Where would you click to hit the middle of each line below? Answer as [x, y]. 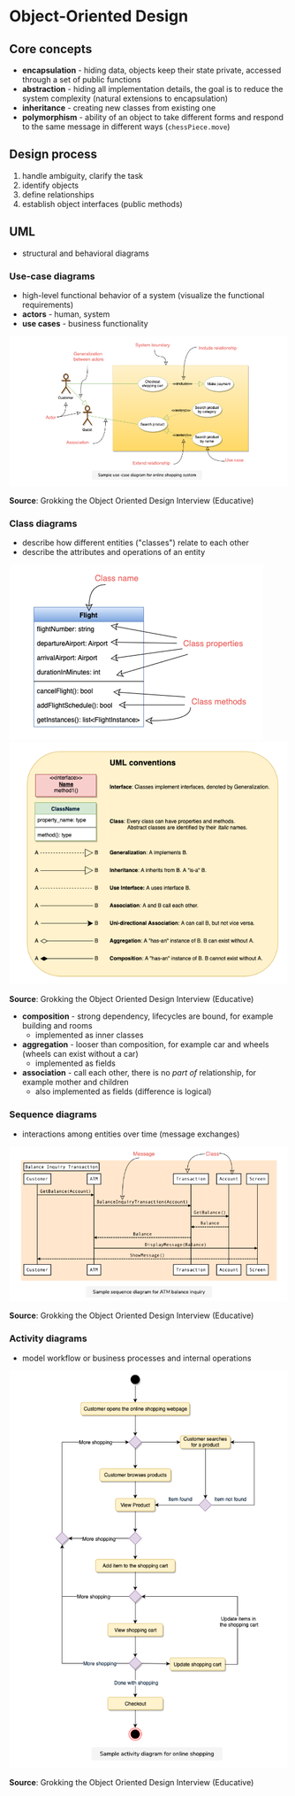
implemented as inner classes [89, 1035]
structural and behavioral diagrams [86, 253]
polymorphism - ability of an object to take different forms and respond [153, 117]
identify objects [50, 185]
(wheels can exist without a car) [80, 1054]
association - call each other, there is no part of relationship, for [139, 1073]
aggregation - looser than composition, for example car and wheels [145, 1044]
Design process [53, 154]
